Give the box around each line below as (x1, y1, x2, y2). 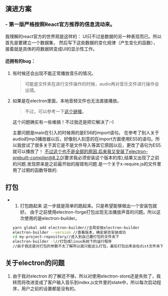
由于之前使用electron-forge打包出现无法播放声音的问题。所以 (29, 209, 156, 215)
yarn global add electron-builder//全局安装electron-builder (12, 225, 140, 230)
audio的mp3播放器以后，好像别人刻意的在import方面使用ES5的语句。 (12, 135, 156, 141)
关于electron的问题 (5, 259, 65, 267)
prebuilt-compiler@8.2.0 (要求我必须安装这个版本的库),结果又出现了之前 (12, 154, 159, 160)
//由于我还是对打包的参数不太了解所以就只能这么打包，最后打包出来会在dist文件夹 (12, 244, 160, 249)
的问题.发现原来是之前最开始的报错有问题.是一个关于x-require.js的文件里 (12, 160, 161, 166)
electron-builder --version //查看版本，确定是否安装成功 (12, 229, 126, 235)
